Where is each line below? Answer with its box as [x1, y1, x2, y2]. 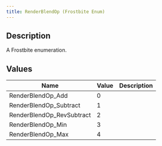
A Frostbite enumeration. [6, 46, 67, 54]
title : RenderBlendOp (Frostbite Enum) [6, 8, 105, 15]
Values [6, 64, 33, 74]
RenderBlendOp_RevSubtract [9, 111, 91, 119]
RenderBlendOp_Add [9, 92, 68, 100]
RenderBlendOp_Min [9, 120, 67, 129]
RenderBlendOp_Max [9, 131, 69, 139]
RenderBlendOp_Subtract [9, 101, 80, 110]
